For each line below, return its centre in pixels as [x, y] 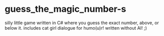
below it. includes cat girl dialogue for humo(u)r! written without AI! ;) [76, 28]
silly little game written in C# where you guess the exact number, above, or [82, 23]
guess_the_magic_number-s [65, 9]
